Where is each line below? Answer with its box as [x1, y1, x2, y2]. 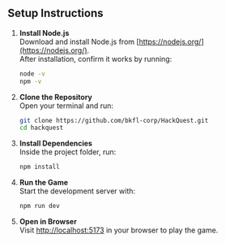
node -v [19, 69, 45, 78]
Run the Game [19, 178, 69, 188]
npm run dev [19, 202, 60, 210]
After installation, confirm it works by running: [19, 54, 173, 63]
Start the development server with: [19, 186, 135, 196]
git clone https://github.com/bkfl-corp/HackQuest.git [19, 116, 209, 124]
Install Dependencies [19, 138, 92, 149]
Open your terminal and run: [19, 101, 114, 111]
